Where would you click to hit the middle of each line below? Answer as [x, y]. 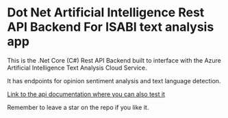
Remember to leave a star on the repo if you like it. [78, 107]
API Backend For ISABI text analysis [111, 27]
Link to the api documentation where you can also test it [86, 94]
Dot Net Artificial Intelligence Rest [106, 13]
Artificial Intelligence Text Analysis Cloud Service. [77, 68]
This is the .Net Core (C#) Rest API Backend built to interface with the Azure [114, 60]
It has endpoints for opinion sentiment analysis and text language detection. [114, 80]
